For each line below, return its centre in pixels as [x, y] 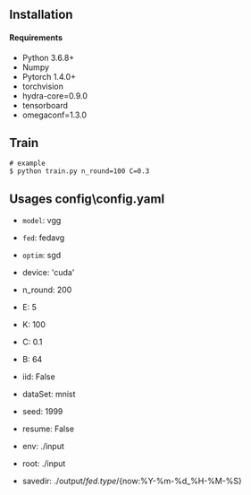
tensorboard [45, 105]
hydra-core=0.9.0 [54, 96]
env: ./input [43, 447]
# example [28, 164]
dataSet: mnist [49, 395]
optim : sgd [42, 256]
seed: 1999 [42, 412]
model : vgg [42, 221]
